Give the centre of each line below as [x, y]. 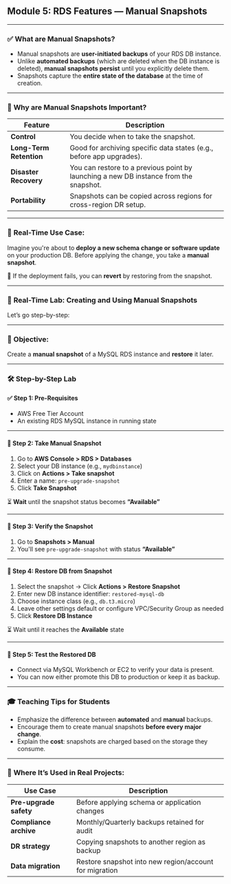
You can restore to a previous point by [131, 168]
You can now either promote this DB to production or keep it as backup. [118, 677]
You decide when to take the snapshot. [133, 137]
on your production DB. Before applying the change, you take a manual [108, 255]
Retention [27, 156]
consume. [31, 748]
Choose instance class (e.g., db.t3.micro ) [76, 601]
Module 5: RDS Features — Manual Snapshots [107, 11]
